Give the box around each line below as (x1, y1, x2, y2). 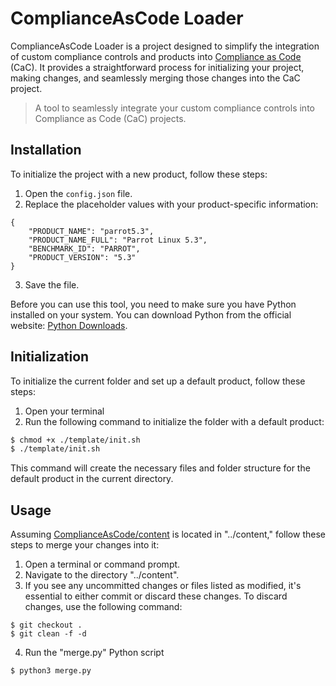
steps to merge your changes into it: (10, 539, 160, 551)
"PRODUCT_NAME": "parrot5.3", (28, 226, 155, 236)
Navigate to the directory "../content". (24, 569, 180, 581)
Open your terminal (24, 405, 105, 417)
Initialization (10, 348, 90, 366)
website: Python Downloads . (10, 319, 128, 331)
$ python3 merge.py (10, 666, 92, 676)
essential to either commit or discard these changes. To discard (24, 590, 288, 602)
